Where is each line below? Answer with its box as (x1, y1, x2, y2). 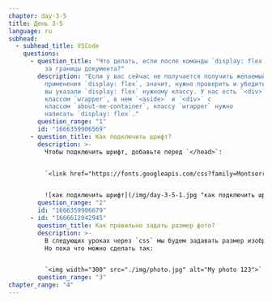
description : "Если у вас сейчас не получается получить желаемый (37, 72, 266, 80)
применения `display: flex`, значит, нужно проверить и (44, 80, 237, 88)
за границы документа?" (44, 65, 125, 73)
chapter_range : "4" (8, 281, 74, 289)
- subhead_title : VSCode (15, 42, 100, 50)
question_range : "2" (37, 199, 107, 207)
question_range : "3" (37, 274, 107, 282)
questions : (23, 50, 60, 58)
